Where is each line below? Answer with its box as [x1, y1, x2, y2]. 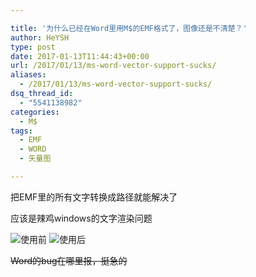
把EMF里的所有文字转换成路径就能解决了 [10, 191, 178, 203]
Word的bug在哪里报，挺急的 [10, 254, 128, 266]
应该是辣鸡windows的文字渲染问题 [10, 212, 153, 224]
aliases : [10, 70, 47, 80]
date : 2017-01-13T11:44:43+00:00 [10, 51, 150, 61]
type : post [10, 42, 56, 52]
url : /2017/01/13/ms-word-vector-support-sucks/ [10, 61, 217, 71]
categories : [10, 107, 60, 117]
